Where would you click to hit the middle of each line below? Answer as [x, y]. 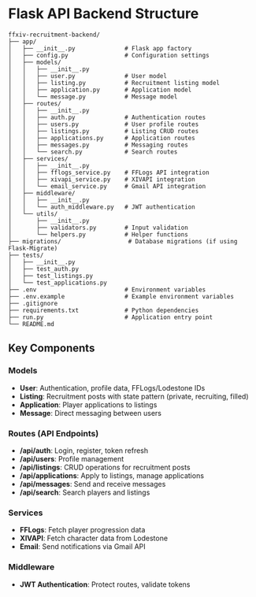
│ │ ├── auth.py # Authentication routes [107, 117]
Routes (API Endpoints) [54, 433]
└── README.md [32, 324]
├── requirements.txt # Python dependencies [104, 310]
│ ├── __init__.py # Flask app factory [100, 48]
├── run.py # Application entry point [111, 317]
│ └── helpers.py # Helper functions [98, 234]
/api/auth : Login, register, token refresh [84, 451]
